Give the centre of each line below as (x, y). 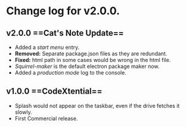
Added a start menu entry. (47, 47)
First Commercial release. (46, 118)
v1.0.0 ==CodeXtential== (54, 92)
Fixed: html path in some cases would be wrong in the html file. (93, 60)
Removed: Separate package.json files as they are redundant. (91, 54)
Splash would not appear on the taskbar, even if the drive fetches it (97, 106)
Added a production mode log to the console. (70, 72)
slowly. (23, 112)
